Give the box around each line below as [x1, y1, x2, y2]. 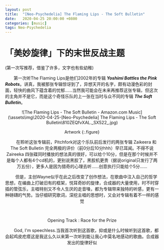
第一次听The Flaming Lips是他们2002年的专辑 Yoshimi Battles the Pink [13, 75, 157, 81]
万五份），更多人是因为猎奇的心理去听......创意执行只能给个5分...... [17, 164, 147, 170]
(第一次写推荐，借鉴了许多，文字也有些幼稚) [5, 65, 94, 71]
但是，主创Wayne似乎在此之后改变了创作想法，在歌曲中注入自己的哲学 [15, 174, 158, 180]
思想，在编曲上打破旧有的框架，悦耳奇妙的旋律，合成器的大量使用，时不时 [5, 180, 155, 186]
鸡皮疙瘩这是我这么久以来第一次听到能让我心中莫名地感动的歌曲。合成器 [13, 233, 159, 239]
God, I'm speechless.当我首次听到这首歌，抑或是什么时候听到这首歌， [14, 228, 155, 233]
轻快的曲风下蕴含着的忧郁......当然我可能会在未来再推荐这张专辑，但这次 [13, 87, 158, 93]
